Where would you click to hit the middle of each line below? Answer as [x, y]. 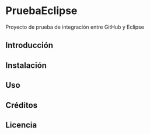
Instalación [26, 65]
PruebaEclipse [41, 11]
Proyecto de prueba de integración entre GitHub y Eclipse [75, 27]
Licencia [21, 125]
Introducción [29, 45]
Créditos [22, 105]
